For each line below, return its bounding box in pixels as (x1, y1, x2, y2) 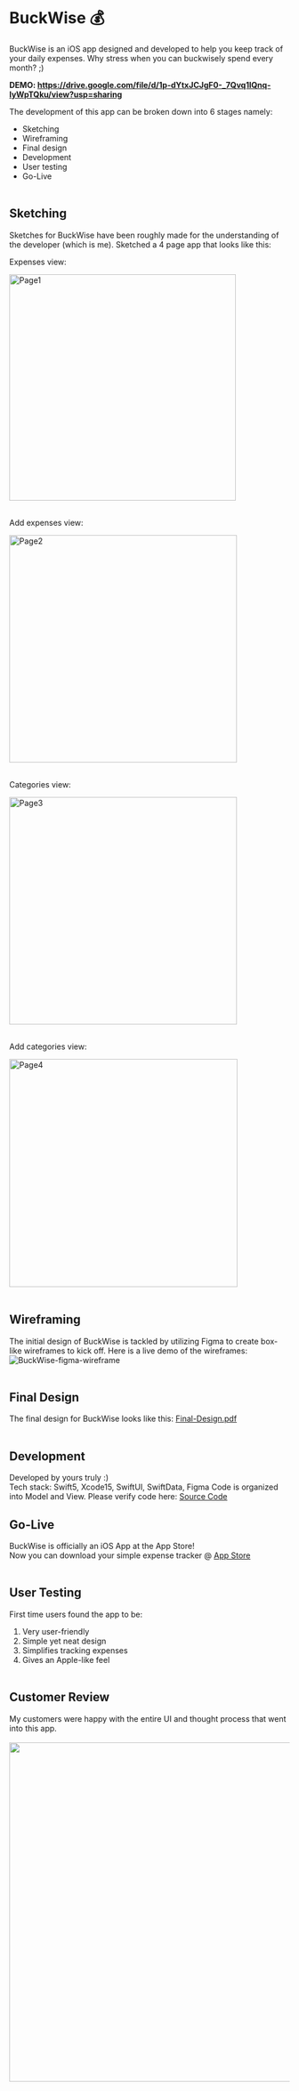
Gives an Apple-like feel (21, 1654, 110, 1665)
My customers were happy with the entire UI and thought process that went (9, 1713, 287, 1724)
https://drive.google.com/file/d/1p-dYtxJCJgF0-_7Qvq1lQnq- (36, 79, 271, 90)
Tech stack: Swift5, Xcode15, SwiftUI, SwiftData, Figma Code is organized (9, 1481, 279, 1492)
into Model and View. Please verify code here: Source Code (9, 1491, 228, 1502)
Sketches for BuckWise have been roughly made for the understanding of (9, 230, 279, 240)
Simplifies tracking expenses (21, 1644, 128, 1656)
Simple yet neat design (21, 1635, 107, 1646)
